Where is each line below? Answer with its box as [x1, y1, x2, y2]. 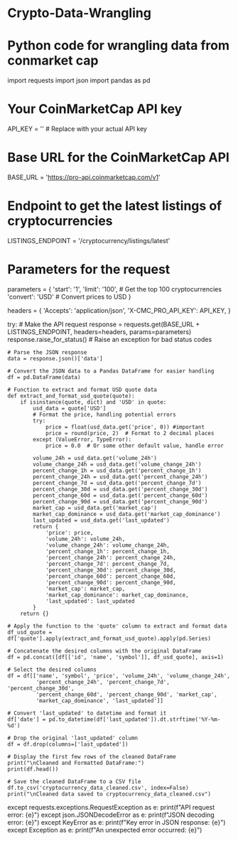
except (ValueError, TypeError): [33, 436, 132, 443]
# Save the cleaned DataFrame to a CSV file [7, 778, 141, 785]
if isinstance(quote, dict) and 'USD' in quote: [20, 398, 167, 406]
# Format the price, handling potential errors [33, 411, 176, 418]
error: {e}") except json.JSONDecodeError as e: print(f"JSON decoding [7, 810, 215, 819]
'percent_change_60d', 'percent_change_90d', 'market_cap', [36, 691, 218, 698]
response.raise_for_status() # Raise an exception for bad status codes [7, 335, 212, 343]
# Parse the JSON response [7, 348, 87, 356]
